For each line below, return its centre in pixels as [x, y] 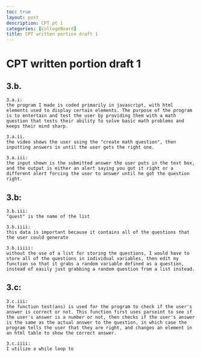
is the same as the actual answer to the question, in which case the [97, 323]
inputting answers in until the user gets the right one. [80, 147]
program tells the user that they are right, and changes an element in [99, 328]
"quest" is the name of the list [48, 216]
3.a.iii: [17, 158]
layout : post [23, 17]
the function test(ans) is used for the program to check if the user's [99, 307]
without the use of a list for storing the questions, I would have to [98, 253]
